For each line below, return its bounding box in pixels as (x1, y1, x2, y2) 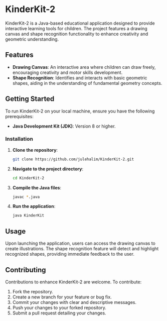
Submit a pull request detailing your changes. (12, 310, 106, 316)
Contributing (5, 265, 46, 274)
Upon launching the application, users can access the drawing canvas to (5, 240, 155, 247)
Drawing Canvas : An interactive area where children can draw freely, (12, 64, 156, 70)
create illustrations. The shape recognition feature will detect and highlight (5, 246, 159, 252)
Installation (5, 136, 34, 143)
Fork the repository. (12, 288, 54, 294)
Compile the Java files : (12, 184, 62, 190)
